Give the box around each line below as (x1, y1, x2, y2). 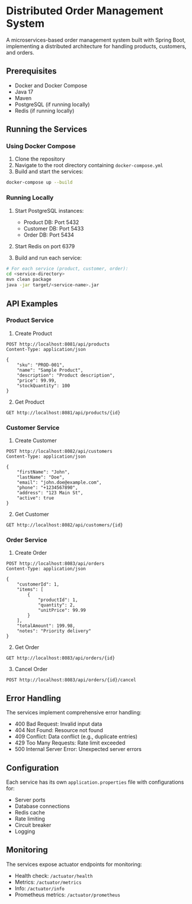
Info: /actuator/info (14, 884, 65, 892)
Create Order (14, 550, 47, 557)
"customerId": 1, (17, 582, 60, 587)
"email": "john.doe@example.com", (17, 480, 102, 485)
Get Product (14, 398, 44, 405)
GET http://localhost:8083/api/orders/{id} (6, 655, 116, 662)
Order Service (6, 536, 47, 544)
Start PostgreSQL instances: (14, 207, 84, 214)
